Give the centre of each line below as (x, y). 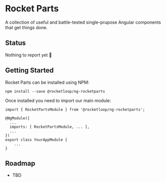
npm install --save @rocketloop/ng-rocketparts (55, 91)
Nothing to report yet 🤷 (28, 55)
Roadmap (20, 163)
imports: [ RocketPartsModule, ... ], (50, 127)
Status (16, 43)
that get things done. (27, 27)
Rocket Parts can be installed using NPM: (47, 82)
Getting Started (29, 70)
